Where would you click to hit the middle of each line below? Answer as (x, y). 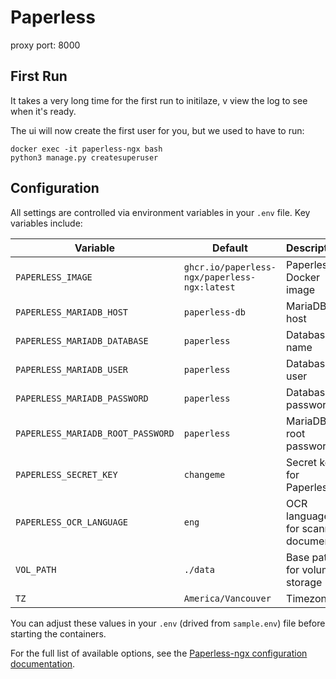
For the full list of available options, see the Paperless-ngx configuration (159, 653)
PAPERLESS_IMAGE (54, 277)
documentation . (43, 663)
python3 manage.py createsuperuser (84, 157)
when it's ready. (43, 111)
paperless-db (214, 312)
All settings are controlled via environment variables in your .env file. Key (160, 212)
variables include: (46, 223)
